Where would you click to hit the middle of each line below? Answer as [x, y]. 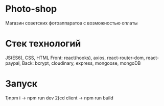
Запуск [21, 84]
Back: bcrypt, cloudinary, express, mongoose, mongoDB [81, 63]
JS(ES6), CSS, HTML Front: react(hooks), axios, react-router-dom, [75, 58]
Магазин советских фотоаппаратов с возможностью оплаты [72, 23]
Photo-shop [31, 9]
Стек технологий [43, 44]
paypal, [13, 63]
